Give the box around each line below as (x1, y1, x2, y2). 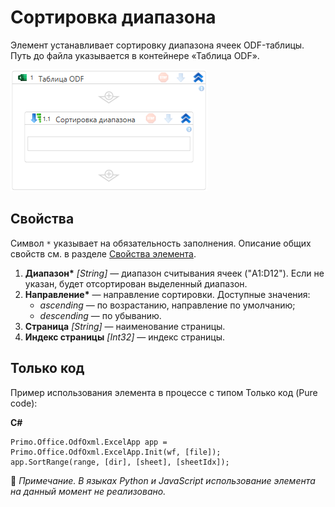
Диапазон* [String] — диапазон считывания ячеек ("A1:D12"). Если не (24, 267, 325, 279)
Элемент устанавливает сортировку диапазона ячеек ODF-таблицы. (10, 39, 305, 51)
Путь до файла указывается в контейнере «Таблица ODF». (10, 49, 260, 61)
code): (10, 397, 38, 409)
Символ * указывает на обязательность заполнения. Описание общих (10, 237, 312, 249)
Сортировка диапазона (10, 6, 217, 29)
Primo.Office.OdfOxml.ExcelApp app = (10, 437, 168, 447)
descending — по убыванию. (39, 309, 162, 321)
